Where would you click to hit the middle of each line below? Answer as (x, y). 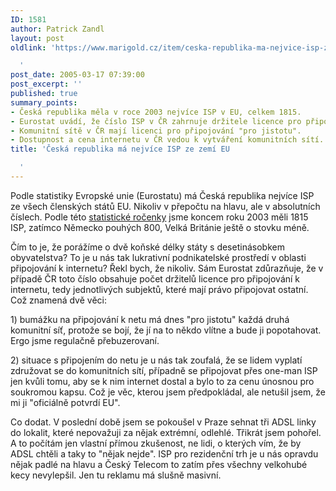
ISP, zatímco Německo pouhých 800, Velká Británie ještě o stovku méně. (160, 227)
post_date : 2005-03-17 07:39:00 (77, 75)
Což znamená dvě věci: (58, 300)
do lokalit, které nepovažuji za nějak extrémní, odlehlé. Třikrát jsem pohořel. (166, 432)
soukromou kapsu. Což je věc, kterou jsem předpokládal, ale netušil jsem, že (168, 392)
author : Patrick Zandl (57, 29)
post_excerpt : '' (46, 84)
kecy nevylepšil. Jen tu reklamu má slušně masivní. (116, 475)
